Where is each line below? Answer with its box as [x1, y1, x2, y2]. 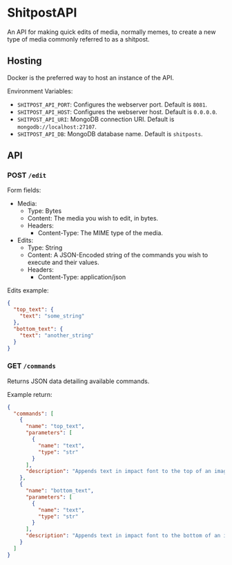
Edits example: [7, 286, 49, 295]
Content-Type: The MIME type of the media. [37, 229, 164, 237]
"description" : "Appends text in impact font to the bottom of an [25, 532, 221, 539]
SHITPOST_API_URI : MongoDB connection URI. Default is [17, 115, 175, 123]
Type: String [27, 243, 63, 252]
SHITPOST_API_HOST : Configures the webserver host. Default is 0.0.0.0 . [17, 107, 217, 115]
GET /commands [7, 361, 57, 371]
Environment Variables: [7, 86, 73, 95]
